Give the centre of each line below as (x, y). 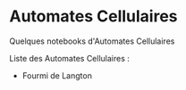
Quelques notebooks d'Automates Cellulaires (92, 41)
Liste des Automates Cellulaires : (69, 58)
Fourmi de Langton (57, 75)
